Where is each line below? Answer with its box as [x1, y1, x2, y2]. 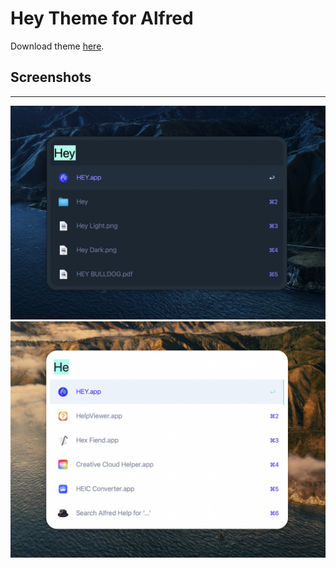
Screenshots [10, 69, 92, 86]
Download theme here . [10, 40, 105, 52]
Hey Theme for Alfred [10, 7, 194, 30]
